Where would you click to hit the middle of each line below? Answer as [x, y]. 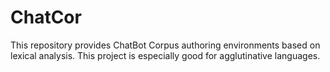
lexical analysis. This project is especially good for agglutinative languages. [165, 55]
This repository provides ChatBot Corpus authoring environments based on [165, 45]
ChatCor [46, 17]
